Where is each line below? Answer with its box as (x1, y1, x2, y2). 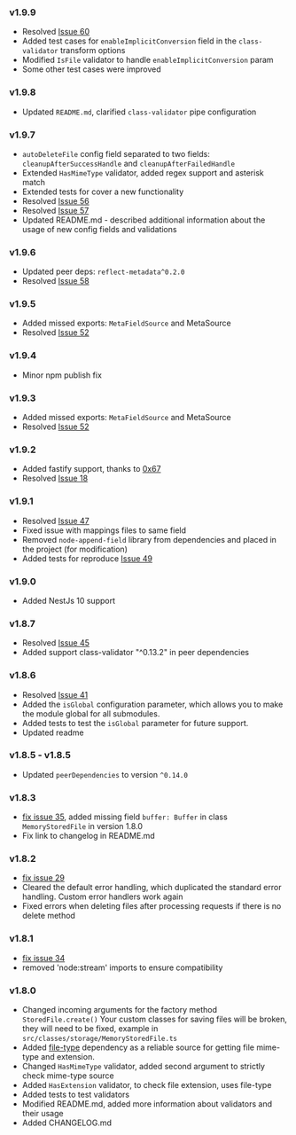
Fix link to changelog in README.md (21, 831, 155, 841)
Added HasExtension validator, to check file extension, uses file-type (21, 1080, 272, 1091)
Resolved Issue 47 (21, 515, 90, 526)
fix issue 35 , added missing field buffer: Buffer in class (21, 811, 228, 822)
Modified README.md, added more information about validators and (21, 1099, 273, 1109)
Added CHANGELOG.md (21, 1117, 113, 1128)
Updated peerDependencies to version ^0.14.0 (21, 769, 189, 779)
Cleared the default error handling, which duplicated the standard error (21, 882, 282, 893)
